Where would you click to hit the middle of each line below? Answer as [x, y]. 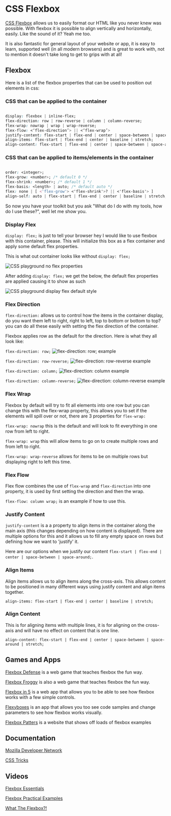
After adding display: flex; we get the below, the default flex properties [82, 276]
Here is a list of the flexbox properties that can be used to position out [79, 82]
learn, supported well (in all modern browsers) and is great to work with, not [85, 49]
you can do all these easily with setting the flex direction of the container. [82, 326]
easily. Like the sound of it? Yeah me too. [48, 34]
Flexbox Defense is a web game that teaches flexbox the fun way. [74, 672]
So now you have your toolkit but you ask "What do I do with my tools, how [84, 206]
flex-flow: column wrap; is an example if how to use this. [66, 501]
